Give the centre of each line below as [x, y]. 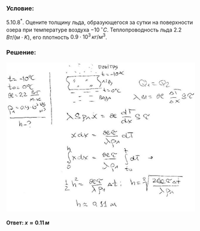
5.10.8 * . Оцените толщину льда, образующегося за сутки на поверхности [100, 22]
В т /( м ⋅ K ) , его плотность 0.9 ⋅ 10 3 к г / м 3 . [57, 36]
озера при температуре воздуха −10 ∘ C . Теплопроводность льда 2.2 [94, 29]
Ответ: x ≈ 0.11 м [28, 223]
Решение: [21, 53]
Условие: [20, 8]
